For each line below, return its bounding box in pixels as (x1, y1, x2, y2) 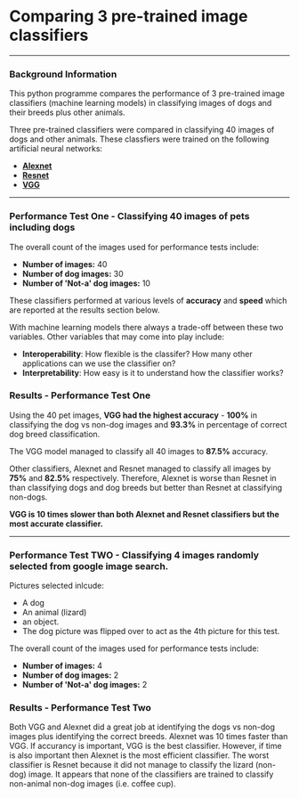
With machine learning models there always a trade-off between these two (9, 322, 284, 332)
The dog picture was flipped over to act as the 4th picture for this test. (21, 626, 280, 637)
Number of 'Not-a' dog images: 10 (21, 278, 151, 289)
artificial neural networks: (9, 143, 103, 154)
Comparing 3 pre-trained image (9, 6, 248, 27)
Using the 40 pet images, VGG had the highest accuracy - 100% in (9, 410, 258, 420)
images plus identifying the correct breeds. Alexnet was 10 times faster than (9, 731, 288, 742)
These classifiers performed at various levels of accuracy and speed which (9, 295, 287, 305)
